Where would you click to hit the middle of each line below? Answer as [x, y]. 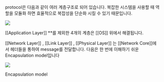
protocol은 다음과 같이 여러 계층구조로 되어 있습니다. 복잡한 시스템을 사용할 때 [80, 7]
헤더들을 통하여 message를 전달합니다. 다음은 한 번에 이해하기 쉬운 [75, 49]
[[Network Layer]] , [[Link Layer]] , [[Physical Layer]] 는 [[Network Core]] [79, 43]
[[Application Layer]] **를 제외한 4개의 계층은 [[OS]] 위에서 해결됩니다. [74, 33]
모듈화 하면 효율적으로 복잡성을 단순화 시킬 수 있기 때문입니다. [73, 13]
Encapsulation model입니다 [33, 55]
